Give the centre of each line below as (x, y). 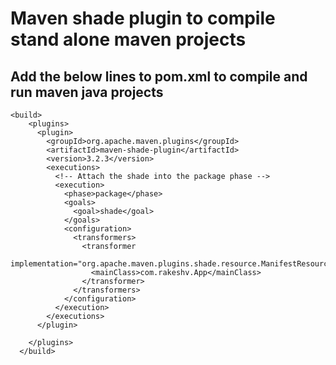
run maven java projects (87, 92)
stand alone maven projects (128, 39)
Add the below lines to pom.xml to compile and (159, 76)
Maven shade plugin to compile (143, 18)
